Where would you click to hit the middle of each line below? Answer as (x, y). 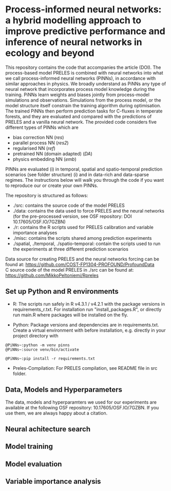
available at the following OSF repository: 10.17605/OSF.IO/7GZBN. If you (82, 407)
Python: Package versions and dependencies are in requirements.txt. (86, 325)
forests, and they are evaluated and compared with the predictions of (79, 116)
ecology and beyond (50, 53)
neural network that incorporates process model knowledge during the (80, 89)
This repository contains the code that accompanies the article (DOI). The (83, 67)
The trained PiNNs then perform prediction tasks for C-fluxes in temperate (84, 111)
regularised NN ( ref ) (34, 148)
